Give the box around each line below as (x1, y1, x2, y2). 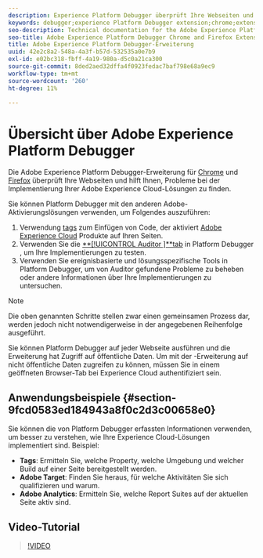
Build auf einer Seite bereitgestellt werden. (19, 464, 157, 474)
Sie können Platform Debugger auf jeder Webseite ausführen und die (8, 343, 231, 353)
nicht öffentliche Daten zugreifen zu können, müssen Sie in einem (8, 360, 221, 369)
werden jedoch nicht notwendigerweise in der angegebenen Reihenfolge (8, 320, 243, 329)
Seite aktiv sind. (19, 498, 71, 507)
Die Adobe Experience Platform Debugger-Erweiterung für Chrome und (8, 168, 239, 177)
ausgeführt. (8, 328, 46, 338)
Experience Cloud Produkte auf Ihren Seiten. (19, 231, 164, 241)
